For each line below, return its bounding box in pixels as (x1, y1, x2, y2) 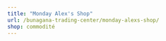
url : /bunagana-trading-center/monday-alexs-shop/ (7, 17, 160, 24)
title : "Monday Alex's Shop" (7, 10, 93, 17)
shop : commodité (7, 23, 55, 30)
